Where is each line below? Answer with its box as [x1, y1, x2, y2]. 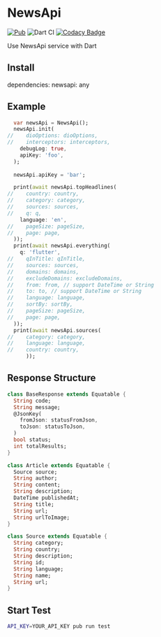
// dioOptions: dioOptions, [7, 132, 98, 139]
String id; [13, 559, 45, 566]
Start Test [7, 604, 51, 616]
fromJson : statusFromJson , [20, 417, 98, 424]
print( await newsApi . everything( [13, 243, 111, 250]
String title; [13, 501, 54, 508]
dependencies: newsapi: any [7, 80, 90, 89]
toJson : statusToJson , [20, 423, 86, 431]
